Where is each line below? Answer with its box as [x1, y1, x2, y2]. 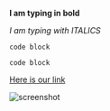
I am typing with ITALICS [9, 25, 101, 35]
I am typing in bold [9, 8, 80, 18]
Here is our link [9, 74, 66, 85]
